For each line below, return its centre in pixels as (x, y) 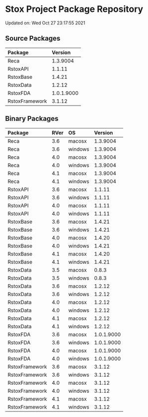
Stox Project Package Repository (74, 9)
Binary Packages (32, 119)
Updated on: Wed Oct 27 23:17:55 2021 (45, 23)
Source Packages (33, 38)
